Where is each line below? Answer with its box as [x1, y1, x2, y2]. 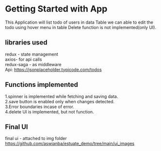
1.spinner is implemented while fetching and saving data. [5, 93, 118, 99]
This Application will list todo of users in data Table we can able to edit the [5, 19, 154, 25]
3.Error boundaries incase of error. [5, 104, 74, 110]
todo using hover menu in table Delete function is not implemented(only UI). [5, 24, 157, 30]
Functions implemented [5, 81, 79, 89]
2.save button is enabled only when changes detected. [5, 98, 115, 104]
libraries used [5, 39, 48, 47]
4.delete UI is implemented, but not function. [5, 109, 94, 114]
